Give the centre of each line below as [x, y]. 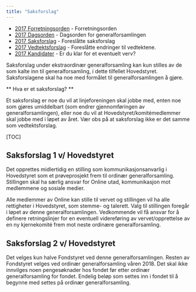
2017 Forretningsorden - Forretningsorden [66, 28]
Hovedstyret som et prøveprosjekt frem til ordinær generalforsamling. [90, 176]
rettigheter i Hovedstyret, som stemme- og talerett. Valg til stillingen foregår [98, 206]
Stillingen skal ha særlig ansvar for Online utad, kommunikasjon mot [88, 182]
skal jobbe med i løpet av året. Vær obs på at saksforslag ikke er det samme [98, 119]
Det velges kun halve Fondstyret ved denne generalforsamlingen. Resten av [98, 258]
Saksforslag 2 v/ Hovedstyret [61, 243]
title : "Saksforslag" [33, 12]
